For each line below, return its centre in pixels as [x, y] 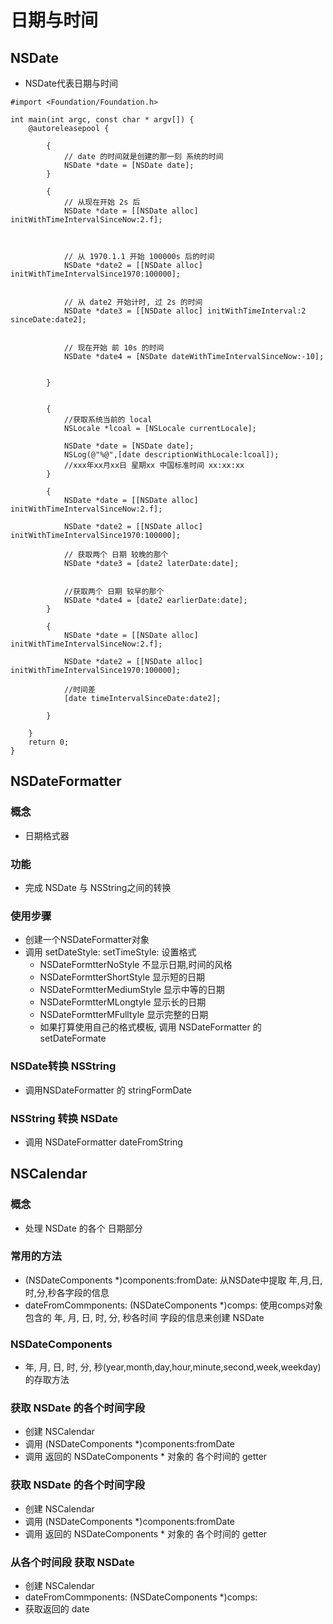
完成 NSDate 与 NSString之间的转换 [98, 887]
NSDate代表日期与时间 [71, 83]
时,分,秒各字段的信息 [67, 1292]
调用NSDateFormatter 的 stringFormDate [108, 1090]
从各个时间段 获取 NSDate [72, 1562]
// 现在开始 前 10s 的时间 [114, 348]
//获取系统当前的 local [108, 420]
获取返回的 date [57, 1609]
